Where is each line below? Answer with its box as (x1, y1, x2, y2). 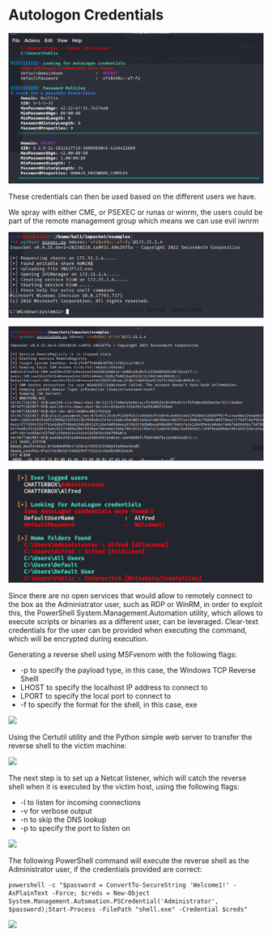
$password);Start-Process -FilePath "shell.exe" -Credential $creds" (8, 905, 249, 913)
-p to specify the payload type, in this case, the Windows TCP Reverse (19, 665, 257, 674)
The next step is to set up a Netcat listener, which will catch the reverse (8, 772, 247, 783)
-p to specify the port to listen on (19, 823, 131, 832)
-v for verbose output (19, 806, 92, 815)
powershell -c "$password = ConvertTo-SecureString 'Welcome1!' (8, 881, 230, 889)
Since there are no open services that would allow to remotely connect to (8, 590, 253, 601)
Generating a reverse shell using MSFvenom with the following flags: (8, 649, 237, 659)
